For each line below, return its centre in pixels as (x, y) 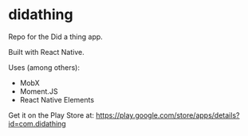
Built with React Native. (47, 52)
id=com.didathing (37, 123)
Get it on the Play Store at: (51, 115)
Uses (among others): (44, 67)
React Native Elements (57, 99)
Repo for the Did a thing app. (56, 37)
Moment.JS (39, 91)
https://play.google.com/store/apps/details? (167, 115)
